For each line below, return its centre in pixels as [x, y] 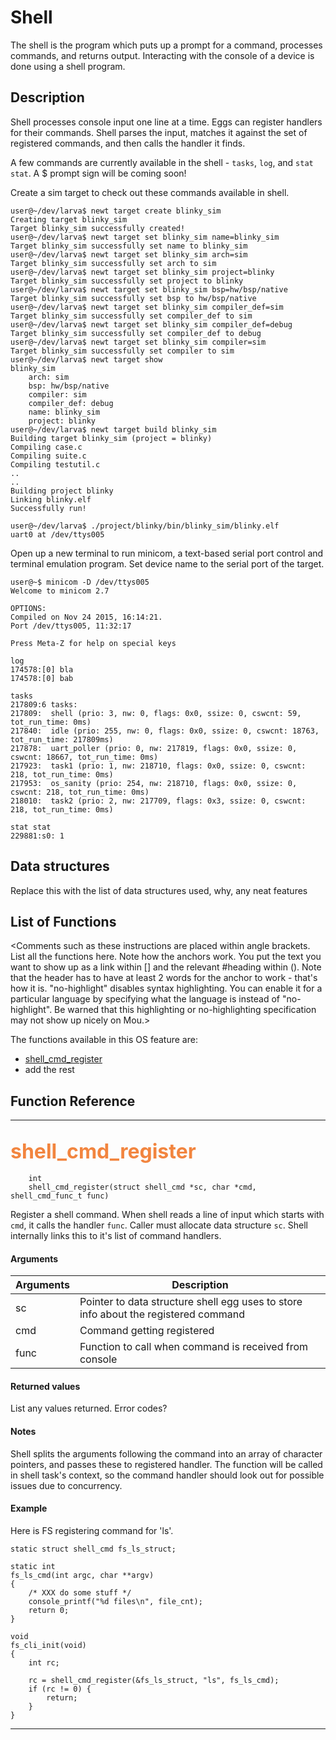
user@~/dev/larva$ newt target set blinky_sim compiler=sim [138, 342]
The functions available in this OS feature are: [104, 1040]
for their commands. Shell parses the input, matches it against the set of [159, 132]
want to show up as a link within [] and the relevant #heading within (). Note [166, 967]
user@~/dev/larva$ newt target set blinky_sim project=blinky [142, 272]
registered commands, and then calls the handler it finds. [128, 143]
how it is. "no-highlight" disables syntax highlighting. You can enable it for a [166, 988]
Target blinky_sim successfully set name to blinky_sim [129, 246]
